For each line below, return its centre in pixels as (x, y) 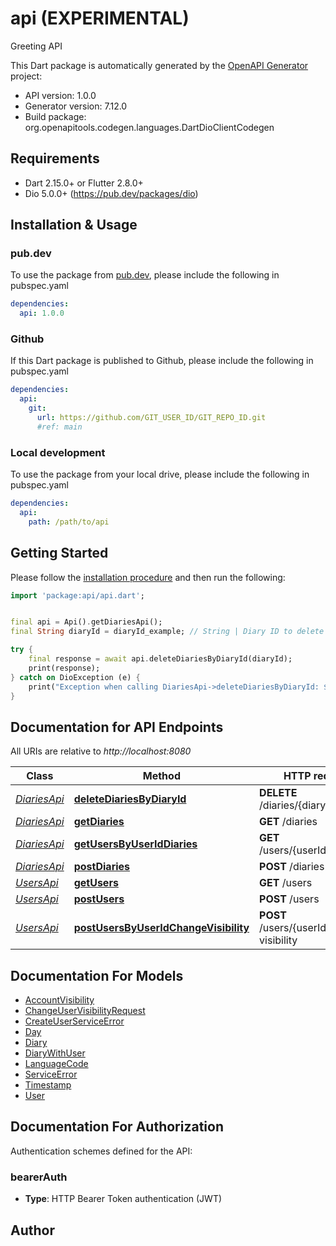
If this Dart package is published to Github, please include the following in (162, 361)
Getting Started (59, 553)
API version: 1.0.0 (60, 95)
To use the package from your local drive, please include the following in (160, 474)
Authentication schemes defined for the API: (101, 1151)
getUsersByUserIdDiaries (135, 844)
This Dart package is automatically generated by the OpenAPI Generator (159, 65)
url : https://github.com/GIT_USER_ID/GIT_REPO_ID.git (151, 418)
